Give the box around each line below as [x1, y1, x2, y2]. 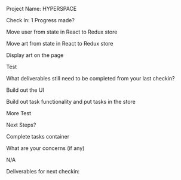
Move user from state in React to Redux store [6, 28, 118, 35]
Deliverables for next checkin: [6, 168, 80, 175]
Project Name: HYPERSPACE [6, 5, 77, 12]
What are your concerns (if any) [6, 145, 85, 152]
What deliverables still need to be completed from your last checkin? [6, 75, 175, 82]
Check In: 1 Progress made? [6, 17, 75, 23]
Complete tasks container [6, 133, 70, 140]
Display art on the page [6, 52, 64, 59]
